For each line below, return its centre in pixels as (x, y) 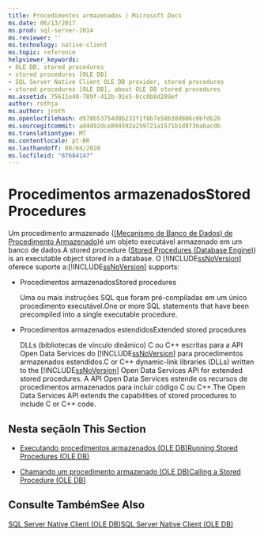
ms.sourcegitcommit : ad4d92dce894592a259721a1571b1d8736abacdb (115, 126)
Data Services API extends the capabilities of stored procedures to (128, 396)
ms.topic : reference (42, 52)
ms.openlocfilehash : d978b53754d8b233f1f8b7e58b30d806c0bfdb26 (115, 119)
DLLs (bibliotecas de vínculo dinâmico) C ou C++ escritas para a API (131, 345)
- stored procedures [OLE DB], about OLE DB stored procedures (115, 89)
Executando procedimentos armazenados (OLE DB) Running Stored (129, 448)
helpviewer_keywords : (44, 60)
